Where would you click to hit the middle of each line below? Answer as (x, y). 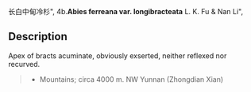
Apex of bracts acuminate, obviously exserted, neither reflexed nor (118, 55)
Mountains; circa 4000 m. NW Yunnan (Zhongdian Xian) (131, 79)
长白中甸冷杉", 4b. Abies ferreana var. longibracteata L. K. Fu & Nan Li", (126, 11)
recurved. (24, 64)
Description (38, 37)
